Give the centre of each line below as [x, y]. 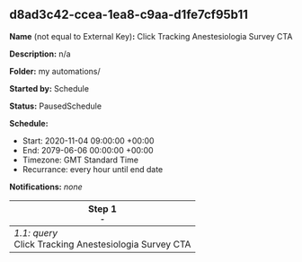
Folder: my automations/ [55, 71]
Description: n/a [40, 54]
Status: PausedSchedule [55, 106]
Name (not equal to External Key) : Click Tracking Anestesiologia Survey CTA [151, 36]
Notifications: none [46, 187]
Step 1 [102, 208]
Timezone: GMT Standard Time [80, 160]
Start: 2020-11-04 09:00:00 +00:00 [88, 140]
